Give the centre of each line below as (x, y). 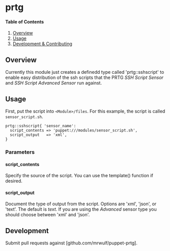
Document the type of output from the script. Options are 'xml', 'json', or (81, 204)
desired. (14, 181)
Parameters (20, 152)
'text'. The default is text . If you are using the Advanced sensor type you (81, 209)
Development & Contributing (42, 44)
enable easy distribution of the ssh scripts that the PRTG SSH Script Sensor (84, 77)
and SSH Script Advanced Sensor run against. (54, 83)
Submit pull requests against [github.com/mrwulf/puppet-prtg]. (71, 243)
